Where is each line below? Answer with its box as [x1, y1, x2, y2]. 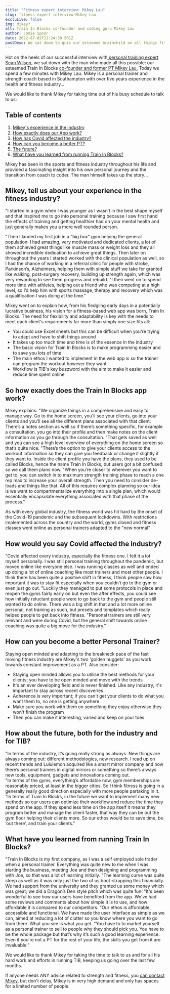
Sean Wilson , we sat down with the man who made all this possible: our [5, 59, 154, 66]
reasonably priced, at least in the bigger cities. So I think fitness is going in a [5, 783, 164, 789]
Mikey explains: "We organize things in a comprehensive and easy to [5, 408, 149, 414]
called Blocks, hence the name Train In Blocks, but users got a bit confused [5, 461, 163, 467]
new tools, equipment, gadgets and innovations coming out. [5, 772, 130, 778]
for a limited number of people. [5, 983, 70, 989]
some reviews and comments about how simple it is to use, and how [5, 899, 148, 905]
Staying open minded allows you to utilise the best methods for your [12, 671, 155, 677]
